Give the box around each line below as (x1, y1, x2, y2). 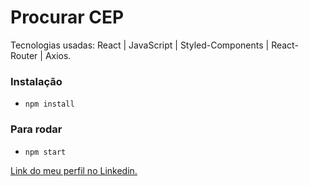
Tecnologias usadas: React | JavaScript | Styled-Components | (10, 39, 270, 51)
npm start (24, 147, 67, 157)
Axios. (44, 49, 72, 61)
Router (10, 49, 38, 61)
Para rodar (10, 122, 63, 136)
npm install (24, 99, 75, 110)
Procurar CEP (10, 6, 125, 29)
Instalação (10, 74, 63, 88)
